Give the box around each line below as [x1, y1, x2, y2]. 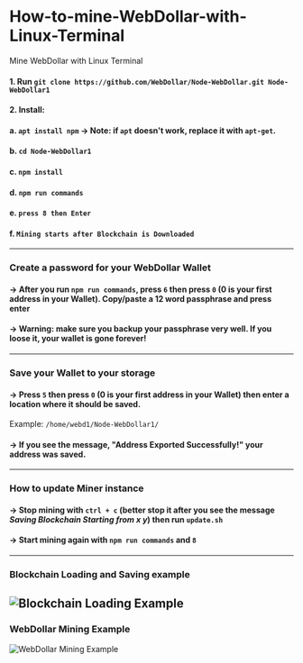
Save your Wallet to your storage [9, 367, 156, 379]
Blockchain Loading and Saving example [9, 568, 191, 580]
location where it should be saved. [9, 398, 142, 409]
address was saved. [9, 449, 87, 459]
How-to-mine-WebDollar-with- [9, 6, 248, 27]
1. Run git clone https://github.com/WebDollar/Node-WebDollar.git [9, 76, 264, 86]
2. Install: [9, 104, 45, 115]
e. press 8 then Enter [9, 207, 92, 218]
